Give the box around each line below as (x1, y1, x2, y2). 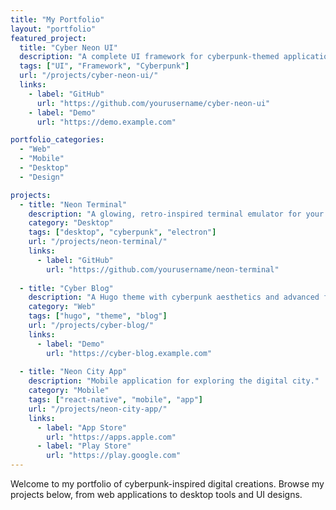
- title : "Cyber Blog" (19, 283, 114, 293)
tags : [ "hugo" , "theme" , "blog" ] (28, 311, 168, 321)
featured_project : (10, 33, 87, 43)
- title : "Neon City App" (19, 367, 128, 377)
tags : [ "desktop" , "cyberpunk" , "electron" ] (28, 227, 217, 238)
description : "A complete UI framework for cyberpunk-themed (19, 52, 280, 62)
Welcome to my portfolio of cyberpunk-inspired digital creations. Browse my (10, 478, 325, 490)
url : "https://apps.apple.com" (46, 432, 177, 442)
